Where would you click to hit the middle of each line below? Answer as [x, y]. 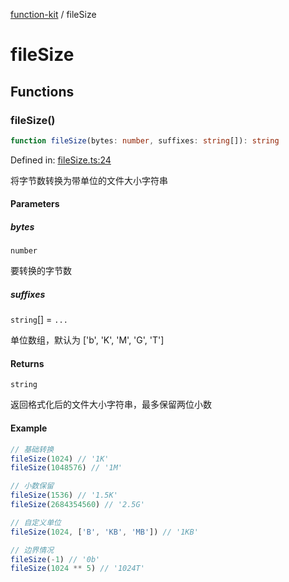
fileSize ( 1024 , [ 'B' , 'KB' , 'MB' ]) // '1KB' [104, 532]
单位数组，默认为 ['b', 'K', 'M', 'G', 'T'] [87, 340]
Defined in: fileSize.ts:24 [61, 160]
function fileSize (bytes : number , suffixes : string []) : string [145, 140]
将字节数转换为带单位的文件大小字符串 [89, 180]
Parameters [35, 204]
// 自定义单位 [36, 522]
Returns [27, 363]
